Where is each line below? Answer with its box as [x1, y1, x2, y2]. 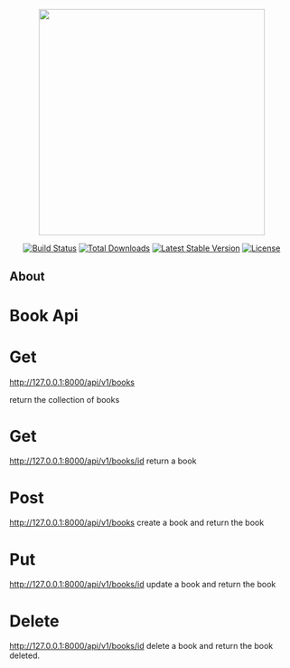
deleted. [9, 650, 41, 661]
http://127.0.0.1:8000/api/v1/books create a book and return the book [9, 517, 265, 529]
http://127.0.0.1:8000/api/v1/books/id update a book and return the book [9, 579, 276, 590]
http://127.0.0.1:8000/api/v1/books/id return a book [9, 455, 197, 466]
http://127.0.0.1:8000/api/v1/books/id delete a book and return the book [9, 641, 274, 652]
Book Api [9, 305, 79, 326]
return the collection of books [9, 394, 120, 405]
